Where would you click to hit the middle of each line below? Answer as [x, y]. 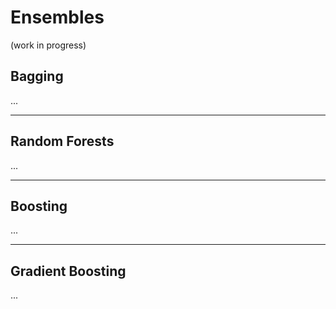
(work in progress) [48, 45]
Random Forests [62, 141]
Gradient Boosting [68, 271]
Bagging [37, 76]
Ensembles [57, 17]
